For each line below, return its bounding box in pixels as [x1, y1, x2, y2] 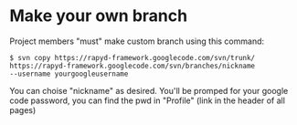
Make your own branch [9, 5, 188, 26]
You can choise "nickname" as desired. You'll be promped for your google [9, 85, 289, 96]
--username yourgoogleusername [9, 69, 129, 78]
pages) [9, 104, 37, 115]
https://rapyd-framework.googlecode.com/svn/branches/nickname [9, 61, 256, 70]
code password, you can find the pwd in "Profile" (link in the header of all [9, 95, 286, 106]
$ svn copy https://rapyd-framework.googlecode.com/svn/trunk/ [9, 53, 256, 62]
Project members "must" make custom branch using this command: [9, 36, 265, 47]
